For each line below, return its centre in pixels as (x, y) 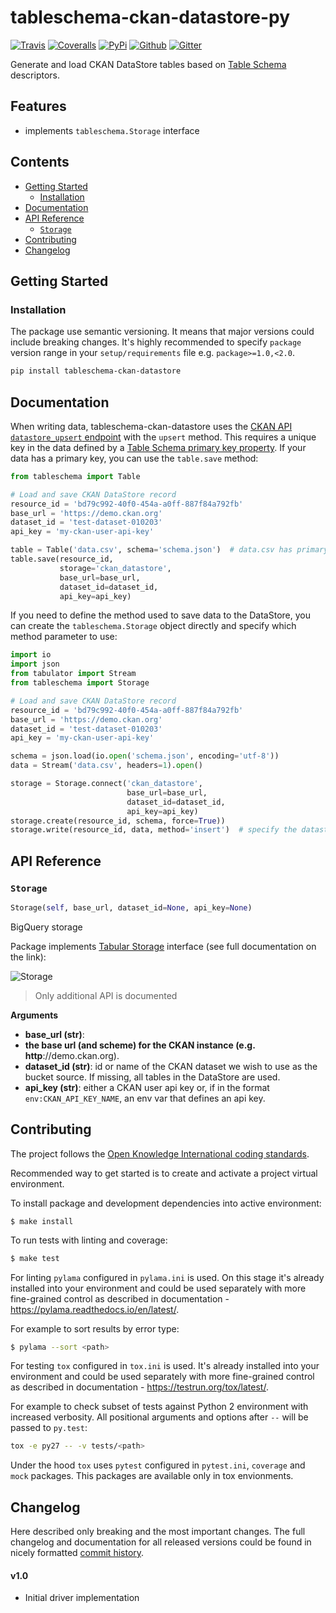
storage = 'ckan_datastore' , (115, 568)
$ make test (35, 1258)
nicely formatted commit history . (77, 1553)
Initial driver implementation (82, 1598)
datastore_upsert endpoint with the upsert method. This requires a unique (163, 437)
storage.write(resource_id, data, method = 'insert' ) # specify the (154, 830)
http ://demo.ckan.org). (72, 1055)
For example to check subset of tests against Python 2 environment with (159, 1407)
